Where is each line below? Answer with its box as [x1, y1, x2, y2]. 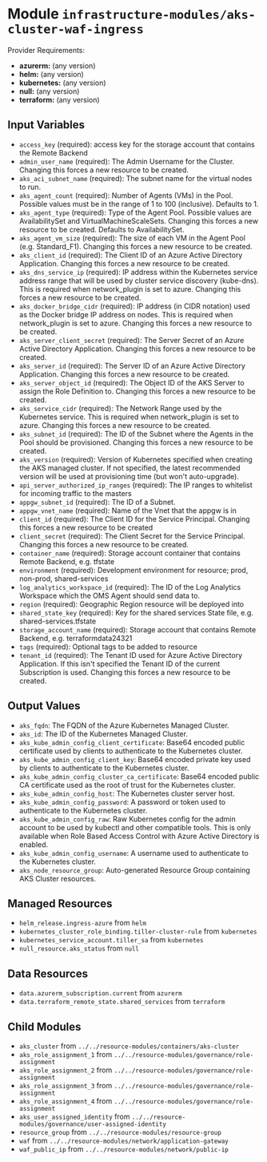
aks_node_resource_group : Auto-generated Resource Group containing [18, 865, 250, 874]
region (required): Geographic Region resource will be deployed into [18, 599, 245, 609]
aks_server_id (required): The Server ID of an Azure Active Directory [18, 361, 245, 370]
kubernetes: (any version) [18, 78, 106, 87]
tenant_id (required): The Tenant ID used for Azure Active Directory [18, 650, 243, 660]
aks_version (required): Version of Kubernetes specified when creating [18, 454, 253, 464]
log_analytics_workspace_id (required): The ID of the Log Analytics [18, 582, 241, 591]
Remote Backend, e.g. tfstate [18, 556, 115, 566]
